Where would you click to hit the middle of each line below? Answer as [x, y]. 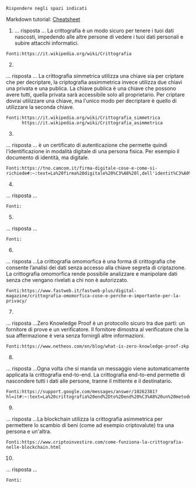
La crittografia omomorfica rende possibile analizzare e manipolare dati [92, 274]
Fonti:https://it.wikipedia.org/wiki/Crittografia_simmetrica [83, 118]
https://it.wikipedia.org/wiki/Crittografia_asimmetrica [92, 123]
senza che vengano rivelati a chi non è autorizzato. [67, 280]
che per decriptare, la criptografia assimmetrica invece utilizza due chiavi [94, 82]
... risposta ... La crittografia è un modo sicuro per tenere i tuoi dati [94, 30]
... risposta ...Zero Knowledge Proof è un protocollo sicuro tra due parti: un [95, 323]
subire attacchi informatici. [46, 43]
